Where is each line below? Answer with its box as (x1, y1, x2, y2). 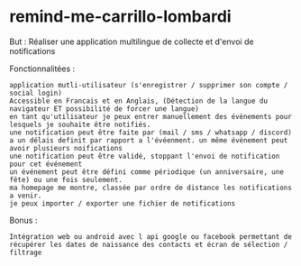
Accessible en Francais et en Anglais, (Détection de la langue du (9, 96, 269, 105)
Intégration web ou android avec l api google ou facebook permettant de (9, 232, 293, 241)
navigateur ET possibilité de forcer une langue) (9, 104, 200, 114)
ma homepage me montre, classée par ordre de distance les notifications (9, 183, 293, 192)
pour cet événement (9, 160, 83, 169)
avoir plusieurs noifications (9, 143, 123, 152)
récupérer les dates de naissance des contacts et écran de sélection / (9, 240, 288, 249)
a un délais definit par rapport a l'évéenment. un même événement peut (9, 135, 288, 145)
